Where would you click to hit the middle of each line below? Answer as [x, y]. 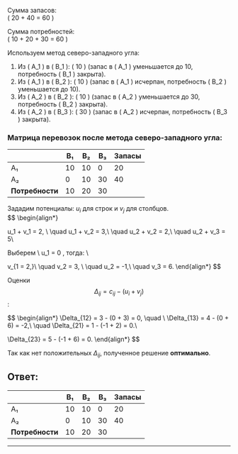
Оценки [19, 280]
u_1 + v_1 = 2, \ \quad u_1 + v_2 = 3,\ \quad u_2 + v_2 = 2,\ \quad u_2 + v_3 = [117, 232]
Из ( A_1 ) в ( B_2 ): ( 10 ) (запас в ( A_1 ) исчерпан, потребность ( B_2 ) [122, 82]
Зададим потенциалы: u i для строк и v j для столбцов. [88, 210]
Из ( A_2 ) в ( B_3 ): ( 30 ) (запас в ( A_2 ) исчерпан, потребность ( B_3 [123, 112]
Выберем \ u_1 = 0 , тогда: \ [48, 253]
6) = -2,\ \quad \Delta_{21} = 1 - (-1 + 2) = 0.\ [72, 325]
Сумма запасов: [32, 10]
